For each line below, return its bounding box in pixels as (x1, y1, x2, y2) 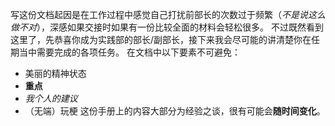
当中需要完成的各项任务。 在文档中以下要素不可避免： (18, 46, 241, 58)
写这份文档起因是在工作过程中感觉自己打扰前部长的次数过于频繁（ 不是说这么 (10, 9, 326, 20)
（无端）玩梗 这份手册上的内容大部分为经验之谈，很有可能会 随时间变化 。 (24, 105, 326, 117)
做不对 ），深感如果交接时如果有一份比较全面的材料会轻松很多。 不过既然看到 (10, 21, 324, 33)
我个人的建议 (24, 93, 78, 104)
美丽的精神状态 (24, 68, 87, 79)
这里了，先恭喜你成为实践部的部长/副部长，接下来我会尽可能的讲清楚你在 (10, 34, 312, 45)
